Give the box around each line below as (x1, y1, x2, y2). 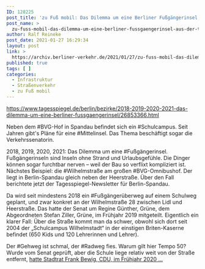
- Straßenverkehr (12, 83, 56, 89)
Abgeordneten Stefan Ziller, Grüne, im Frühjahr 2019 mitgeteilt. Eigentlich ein (6, 211, 199, 218)
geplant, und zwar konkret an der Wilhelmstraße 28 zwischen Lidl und (6, 198, 182, 206)
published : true (6, 60, 48, 66)
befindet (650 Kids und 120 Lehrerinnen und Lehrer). (6, 231, 139, 238)
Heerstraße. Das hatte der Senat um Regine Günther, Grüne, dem (6, 204, 170, 212)
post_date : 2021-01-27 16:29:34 (6, 37, 88, 43)
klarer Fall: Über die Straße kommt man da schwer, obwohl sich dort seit (6, 217, 188, 225)
